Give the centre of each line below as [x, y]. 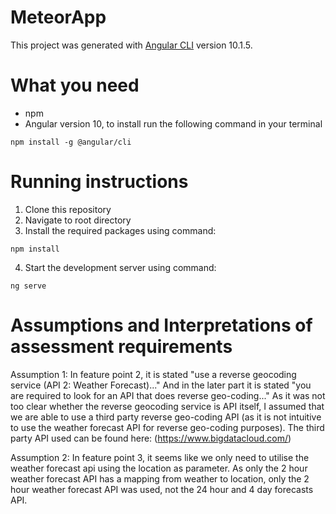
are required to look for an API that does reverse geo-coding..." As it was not [168, 395]
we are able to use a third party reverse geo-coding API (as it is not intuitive [166, 417]
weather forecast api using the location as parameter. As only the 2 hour [159, 468]
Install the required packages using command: [120, 230]
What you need [75, 85]
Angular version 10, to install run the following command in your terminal [173, 123]
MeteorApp [58, 17]
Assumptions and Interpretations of [161, 325]
